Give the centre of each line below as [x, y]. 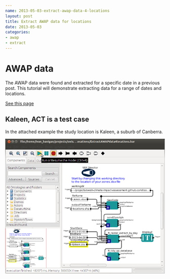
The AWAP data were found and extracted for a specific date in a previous [83, 83]
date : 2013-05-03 [24, 27]
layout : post [19, 16]
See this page [20, 103]
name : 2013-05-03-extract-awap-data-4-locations [57, 11]
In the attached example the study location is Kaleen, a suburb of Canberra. [84, 132]
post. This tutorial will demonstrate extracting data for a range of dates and [83, 88]
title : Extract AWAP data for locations [49, 21]
